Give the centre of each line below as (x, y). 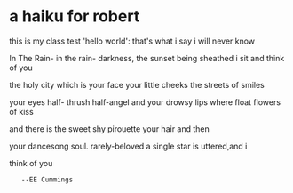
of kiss (21, 111)
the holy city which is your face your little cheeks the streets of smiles (137, 84)
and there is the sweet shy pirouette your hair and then (110, 129)
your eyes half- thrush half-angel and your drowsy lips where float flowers (145, 102)
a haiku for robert (75, 16)
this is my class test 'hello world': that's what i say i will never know (132, 41)
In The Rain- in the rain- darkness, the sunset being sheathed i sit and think (147, 58)
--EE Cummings (47, 180)
